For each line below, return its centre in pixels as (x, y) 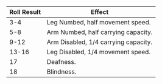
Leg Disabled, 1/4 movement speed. (99, 52)
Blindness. (62, 72)
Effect (100, 12)
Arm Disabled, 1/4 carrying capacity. (100, 42)
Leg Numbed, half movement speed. (99, 22)
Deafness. (61, 62)
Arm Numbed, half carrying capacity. (100, 32)
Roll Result (25, 12)
